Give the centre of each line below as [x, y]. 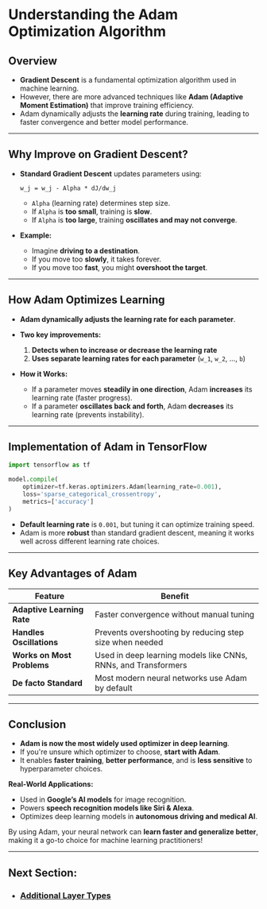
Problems [31, 665]
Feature [50, 596]
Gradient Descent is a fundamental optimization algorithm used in [128, 80]
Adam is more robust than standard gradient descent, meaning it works [137, 532]
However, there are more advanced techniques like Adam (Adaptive [132, 97]
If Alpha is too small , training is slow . [92, 211]
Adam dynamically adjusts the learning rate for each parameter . [128, 319]
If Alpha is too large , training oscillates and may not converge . [134, 219]
